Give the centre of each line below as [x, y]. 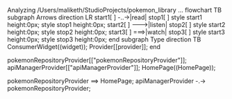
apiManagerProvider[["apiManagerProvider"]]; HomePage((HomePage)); [111, 67]
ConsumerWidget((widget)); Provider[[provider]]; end [84, 47]
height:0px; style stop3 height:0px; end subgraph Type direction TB [104, 39]
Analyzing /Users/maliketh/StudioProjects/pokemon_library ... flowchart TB [115, 10]
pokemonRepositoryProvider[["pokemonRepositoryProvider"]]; [97, 60]
